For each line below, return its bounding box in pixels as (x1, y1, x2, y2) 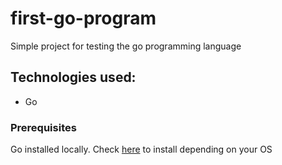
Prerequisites (10, 120, 77, 134)
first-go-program (10, 7, 157, 30)
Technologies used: (10, 69, 137, 86)
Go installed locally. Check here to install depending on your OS (10, 143, 273, 156)
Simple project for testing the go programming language (10, 40, 242, 52)
